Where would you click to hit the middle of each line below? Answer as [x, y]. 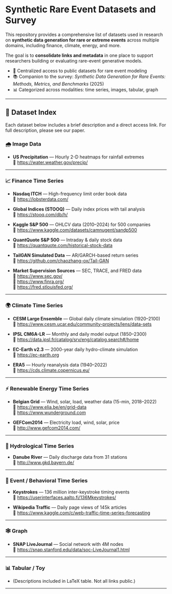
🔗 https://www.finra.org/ [38, 282]
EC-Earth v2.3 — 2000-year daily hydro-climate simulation [75, 349]
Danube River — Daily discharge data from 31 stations [70, 457]
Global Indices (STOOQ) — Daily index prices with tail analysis [79, 209]
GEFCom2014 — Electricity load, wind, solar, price [66, 422]
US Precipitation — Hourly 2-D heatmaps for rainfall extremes [78, 157]
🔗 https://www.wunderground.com [49, 412]
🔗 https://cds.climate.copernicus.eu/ [51, 370]
